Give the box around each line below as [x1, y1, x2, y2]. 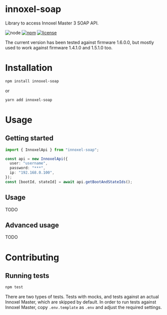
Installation [5, 62, 53, 73]
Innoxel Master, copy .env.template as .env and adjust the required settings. [5, 305, 162, 311]
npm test [5, 285, 23, 290]
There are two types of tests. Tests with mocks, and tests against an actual [5, 294, 159, 300]
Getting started [5, 134, 54, 143]
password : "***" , [9, 166, 46, 171]
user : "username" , [9, 161, 48, 166]
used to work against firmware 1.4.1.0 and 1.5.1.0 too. [5, 44, 113, 50]
